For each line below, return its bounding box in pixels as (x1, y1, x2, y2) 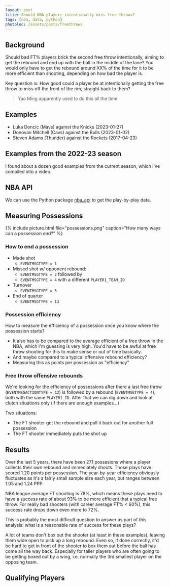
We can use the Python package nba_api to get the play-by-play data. (5, 197, 151, 203)
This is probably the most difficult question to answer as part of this (5, 517, 147, 523)
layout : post (5, 7, 33, 13)
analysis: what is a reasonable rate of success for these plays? (5, 522, 136, 528)
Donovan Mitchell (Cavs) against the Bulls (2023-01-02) (12, 129, 130, 135)
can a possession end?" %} (5, 231, 63, 237)
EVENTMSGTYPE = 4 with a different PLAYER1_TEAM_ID (20, 276, 125, 283)
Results (5, 445, 30, 454)
